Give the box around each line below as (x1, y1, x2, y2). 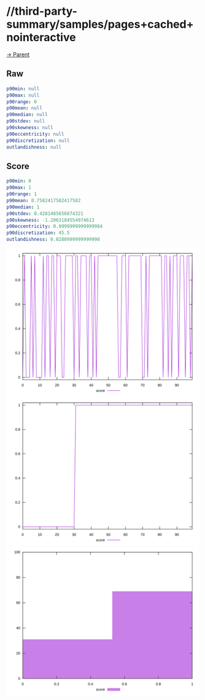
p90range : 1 (6, 191, 37, 197)
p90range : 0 (6, 98, 37, 105)
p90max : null (6, 92, 40, 98)
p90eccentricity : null (6, 131, 64, 137)
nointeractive (6, 31, 76, 44)
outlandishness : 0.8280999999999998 (6, 237, 100, 243)
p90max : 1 (6, 184, 32, 191)
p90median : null (6, 112, 48, 118)
